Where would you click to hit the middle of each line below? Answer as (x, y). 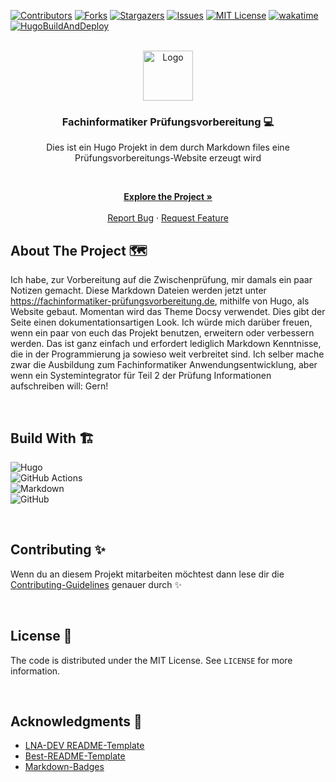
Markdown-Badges (64, 767)
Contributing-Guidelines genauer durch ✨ (96, 584)
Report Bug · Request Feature (168, 218)
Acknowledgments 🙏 (76, 721)
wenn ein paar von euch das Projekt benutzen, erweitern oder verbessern (162, 333)
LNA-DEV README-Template (84, 746)
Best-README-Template (75, 756)
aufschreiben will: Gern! (59, 386)
